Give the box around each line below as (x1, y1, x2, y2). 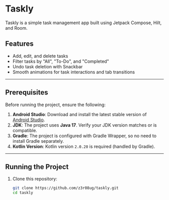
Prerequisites (5, 88, 48, 97)
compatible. (12, 127, 38, 133)
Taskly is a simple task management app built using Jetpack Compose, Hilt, (5, 20, 162, 26)
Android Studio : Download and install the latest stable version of (12, 111, 147, 117)
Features (5, 40, 34, 48)
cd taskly (12, 190, 34, 195)
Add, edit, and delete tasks (12, 53, 68, 59)
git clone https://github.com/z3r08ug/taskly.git (12, 185, 119, 191)
